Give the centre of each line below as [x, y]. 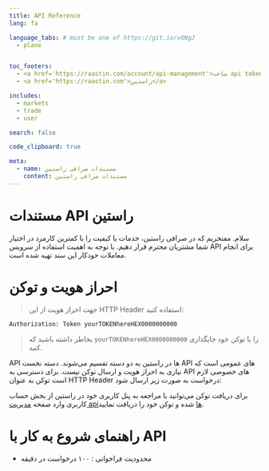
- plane [29, 45]
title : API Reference [45, 16]
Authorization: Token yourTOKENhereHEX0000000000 [93, 324]
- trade [29, 110]
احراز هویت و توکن [63, 287]
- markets [32, 103]
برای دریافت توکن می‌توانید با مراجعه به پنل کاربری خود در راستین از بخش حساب [129, 395]
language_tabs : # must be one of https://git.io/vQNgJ [102, 38]
